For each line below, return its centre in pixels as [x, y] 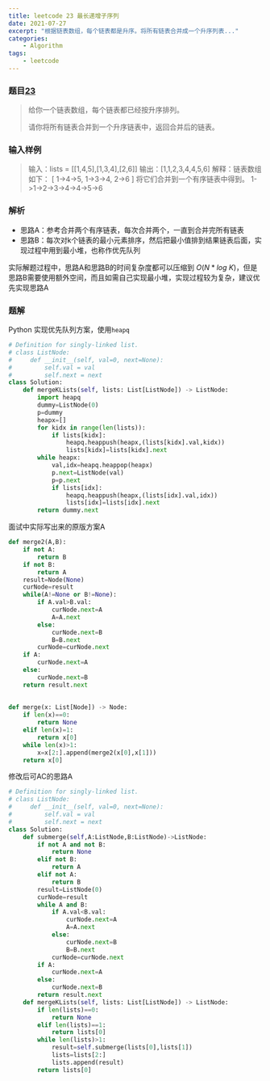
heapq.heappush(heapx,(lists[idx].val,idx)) [142, 495]
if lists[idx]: [77, 488]
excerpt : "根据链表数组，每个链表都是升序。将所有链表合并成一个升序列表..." [124, 31]
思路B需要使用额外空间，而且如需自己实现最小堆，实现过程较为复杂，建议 [131, 277]
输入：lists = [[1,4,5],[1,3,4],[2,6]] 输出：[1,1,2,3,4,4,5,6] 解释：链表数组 [145, 169]
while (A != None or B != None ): [70, 595]
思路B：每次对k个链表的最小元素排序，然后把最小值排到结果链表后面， [137, 240]
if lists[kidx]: [79, 435]
